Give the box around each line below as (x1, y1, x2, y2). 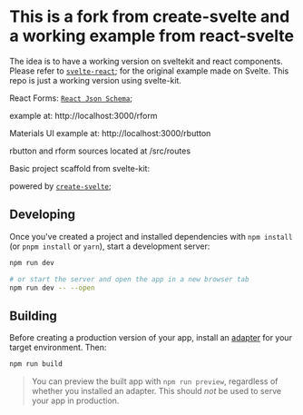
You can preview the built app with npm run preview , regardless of (31, 376, 279, 387)
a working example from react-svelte (9, 25, 295, 46)
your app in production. (31, 395, 120, 406)
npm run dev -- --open (9, 283, 95, 292)
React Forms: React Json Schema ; (9, 93, 133, 104)
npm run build (9, 360, 64, 369)
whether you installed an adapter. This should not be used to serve (31, 386, 282, 397)
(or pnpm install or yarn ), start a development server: (9, 241, 210, 252)
